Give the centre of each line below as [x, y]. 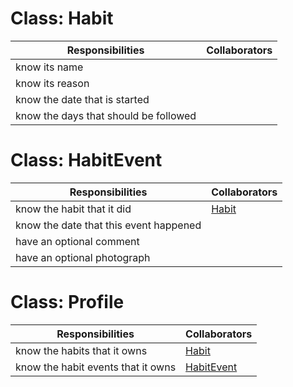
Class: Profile [67, 302]
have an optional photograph [83, 257]
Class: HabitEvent [86, 160]
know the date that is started [82, 99]
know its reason [52, 83]
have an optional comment [77, 241]
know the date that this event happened [108, 225]
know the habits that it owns [81, 350]
